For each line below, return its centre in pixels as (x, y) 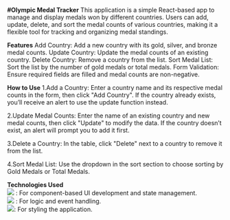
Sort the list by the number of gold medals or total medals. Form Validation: (113, 67)
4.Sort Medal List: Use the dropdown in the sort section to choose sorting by (115, 164)
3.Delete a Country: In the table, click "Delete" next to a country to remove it (115, 143)
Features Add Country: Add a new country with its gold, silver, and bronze (112, 45)
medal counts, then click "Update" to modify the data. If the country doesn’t (114, 123)
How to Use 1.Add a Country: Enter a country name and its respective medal (115, 88)
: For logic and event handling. (58, 201)
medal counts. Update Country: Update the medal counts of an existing (108, 52)
